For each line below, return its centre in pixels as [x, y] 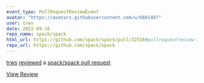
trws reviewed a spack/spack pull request [59, 62]
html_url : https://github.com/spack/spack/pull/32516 [76, 40]
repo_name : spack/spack [36, 34]
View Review [22, 74]
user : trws [20, 23]
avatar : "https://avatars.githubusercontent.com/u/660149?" [84, 17]
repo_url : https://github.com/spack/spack [61, 46]
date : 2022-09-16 [28, 29]
